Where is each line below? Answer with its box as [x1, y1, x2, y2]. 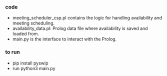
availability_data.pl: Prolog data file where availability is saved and [12, 25, 148, 31]
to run [5, 48, 20, 55]
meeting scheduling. [12, 20, 55, 26]
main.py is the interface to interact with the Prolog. [12, 36, 117, 42]
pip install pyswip [12, 60, 48, 66]
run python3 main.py [12, 65, 56, 71]
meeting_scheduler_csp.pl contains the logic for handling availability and [12, 15, 162, 21]
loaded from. [12, 31, 39, 37]
